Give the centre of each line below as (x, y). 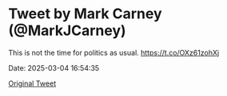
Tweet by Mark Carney (85, 14)
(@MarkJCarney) (67, 31)
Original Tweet (32, 83)
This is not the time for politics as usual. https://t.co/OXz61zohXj (114, 52)
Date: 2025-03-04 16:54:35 (54, 67)
